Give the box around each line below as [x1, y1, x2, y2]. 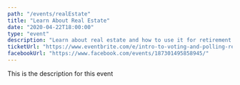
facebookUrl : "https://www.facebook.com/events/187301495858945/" [7, 50, 209, 57]
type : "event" [7, 30, 50, 38]
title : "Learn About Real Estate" [7, 17, 111, 24]
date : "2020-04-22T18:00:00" [7, 23, 94, 30]
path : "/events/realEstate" [7, 10, 91, 18]
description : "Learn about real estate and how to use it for [7, 37, 196, 44]
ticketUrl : [7, 43, 40, 50]
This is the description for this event [7, 69, 114, 78]
